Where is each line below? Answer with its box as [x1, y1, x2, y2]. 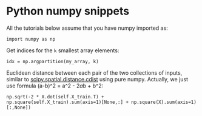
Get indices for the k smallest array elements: [6, 47, 120, 54]
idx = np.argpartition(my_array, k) [6, 58, 99, 64]
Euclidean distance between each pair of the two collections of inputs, [6, 69, 183, 77]
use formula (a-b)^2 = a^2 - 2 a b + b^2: [6, 82, 104, 89]
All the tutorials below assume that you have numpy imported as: [6, 24, 168, 32]
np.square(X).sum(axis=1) [131, 99, 197, 105]
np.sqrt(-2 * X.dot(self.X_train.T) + [6, 94, 104, 100]
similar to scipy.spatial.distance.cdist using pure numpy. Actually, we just [6, 75, 189, 83]
